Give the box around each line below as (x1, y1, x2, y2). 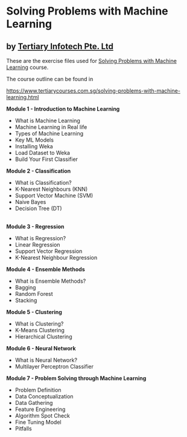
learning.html (6, 94, 39, 100)
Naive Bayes (14, 199, 46, 205)
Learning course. (6, 64, 49, 71)
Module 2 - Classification (6, 168, 71, 174)
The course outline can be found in (6, 76, 93, 82)
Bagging (14, 284, 36, 291)
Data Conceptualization (14, 393, 74, 400)
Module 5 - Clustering (6, 309, 62, 315)
